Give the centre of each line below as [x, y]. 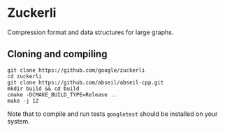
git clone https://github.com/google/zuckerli [76, 70]
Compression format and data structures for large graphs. [90, 32]
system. [19, 121]
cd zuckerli [24, 76]
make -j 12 [23, 101]
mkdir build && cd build [43, 89]
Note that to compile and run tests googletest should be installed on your [112, 114]
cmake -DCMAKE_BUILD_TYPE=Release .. [62, 95]
